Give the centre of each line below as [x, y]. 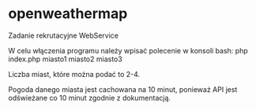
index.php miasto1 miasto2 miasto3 [65, 59]
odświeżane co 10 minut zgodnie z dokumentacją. [90, 97]
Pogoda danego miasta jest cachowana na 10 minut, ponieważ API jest [123, 89]
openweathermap [68, 14]
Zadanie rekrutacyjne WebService [64, 35]
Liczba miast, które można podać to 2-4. [74, 74]
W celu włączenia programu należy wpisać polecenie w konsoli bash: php [128, 50]
